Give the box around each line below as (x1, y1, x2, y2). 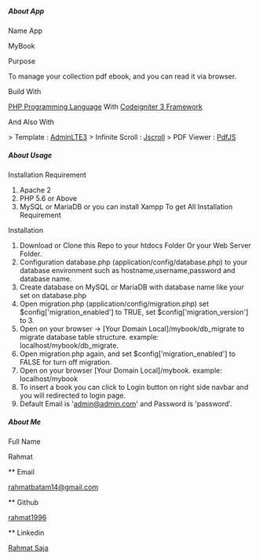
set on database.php (19, 290, 86, 300)
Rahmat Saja (8, 543, 49, 552)
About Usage (8, 150, 53, 160)
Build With (8, 86, 42, 96)
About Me (8, 416, 42, 427)
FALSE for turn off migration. (19, 357, 112, 366)
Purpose (8, 56, 36, 66)
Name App (8, 26, 43, 35)
